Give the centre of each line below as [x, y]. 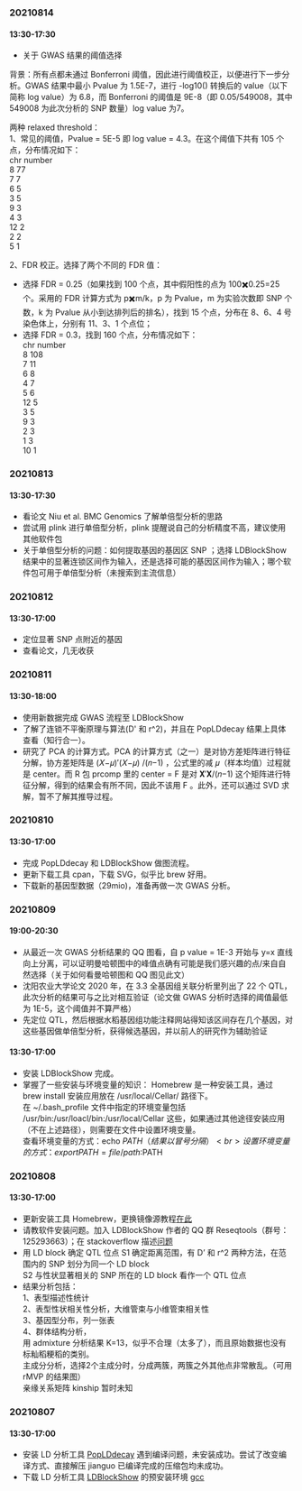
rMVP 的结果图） [54, 1376]
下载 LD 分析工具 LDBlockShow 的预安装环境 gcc [113, 1477]
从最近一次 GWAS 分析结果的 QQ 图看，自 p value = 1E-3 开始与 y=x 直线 [157, 952]
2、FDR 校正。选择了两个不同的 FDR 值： [86, 265]
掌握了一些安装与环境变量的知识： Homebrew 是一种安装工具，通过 [147, 1084]
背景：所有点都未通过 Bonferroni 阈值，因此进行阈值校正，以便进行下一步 [146, 75]
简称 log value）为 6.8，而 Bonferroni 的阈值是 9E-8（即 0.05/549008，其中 [151, 97]
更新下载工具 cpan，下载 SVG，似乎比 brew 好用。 [117, 874]
